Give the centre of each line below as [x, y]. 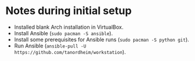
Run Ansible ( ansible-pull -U [50, 46]
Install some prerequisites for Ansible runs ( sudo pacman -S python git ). [102, 39]
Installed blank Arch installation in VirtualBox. [69, 27]
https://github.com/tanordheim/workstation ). [70, 52]
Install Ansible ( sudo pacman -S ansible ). [63, 33]
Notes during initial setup [69, 11]
